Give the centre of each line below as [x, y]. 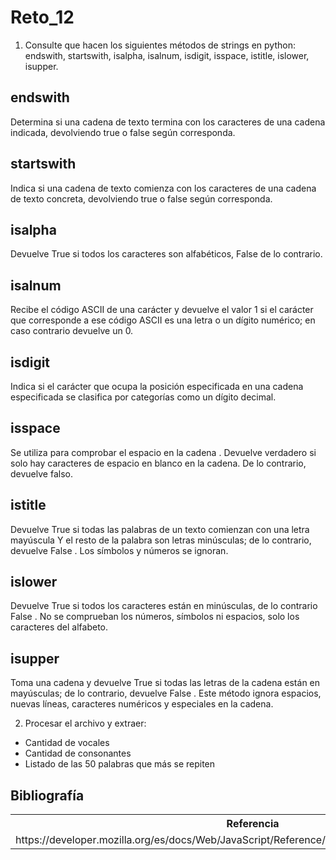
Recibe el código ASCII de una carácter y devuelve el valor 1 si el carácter [162, 310]
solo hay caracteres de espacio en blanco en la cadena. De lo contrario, [158, 463]
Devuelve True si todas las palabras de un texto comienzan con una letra [160, 529]
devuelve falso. [41, 473]
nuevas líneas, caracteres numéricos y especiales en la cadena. [142, 704]
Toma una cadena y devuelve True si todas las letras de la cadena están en [165, 683]
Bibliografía [47, 795]
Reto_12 [42, 17]
